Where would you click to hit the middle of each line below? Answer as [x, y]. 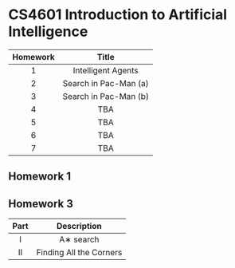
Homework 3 [41, 204]
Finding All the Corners [79, 253]
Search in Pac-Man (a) [106, 83]
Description [79, 227]
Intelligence [48, 32]
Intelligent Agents [106, 70]
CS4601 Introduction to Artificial [118, 15]
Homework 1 [40, 177]
